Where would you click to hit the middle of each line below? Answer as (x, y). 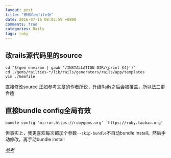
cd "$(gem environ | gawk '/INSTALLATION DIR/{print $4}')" (71, 68)
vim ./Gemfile (20, 76)
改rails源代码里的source (44, 56)
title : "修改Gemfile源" (29, 15)
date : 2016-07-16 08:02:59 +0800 (41, 19)
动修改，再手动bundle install (35, 139)
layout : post (19, 10)
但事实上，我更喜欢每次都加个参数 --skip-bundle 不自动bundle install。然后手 (86, 133)
